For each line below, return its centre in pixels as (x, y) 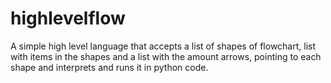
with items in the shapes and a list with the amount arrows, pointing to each (166, 56)
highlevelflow (68, 18)
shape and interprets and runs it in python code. (109, 67)
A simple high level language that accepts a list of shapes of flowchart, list (163, 46)
